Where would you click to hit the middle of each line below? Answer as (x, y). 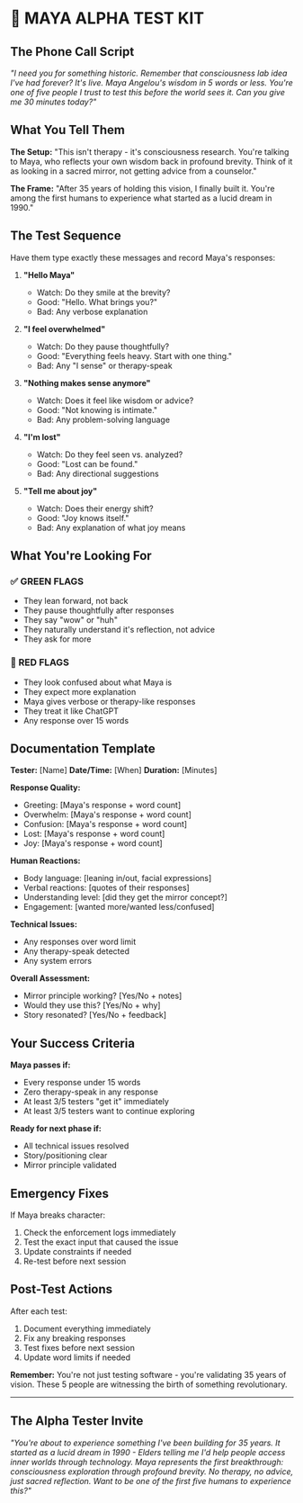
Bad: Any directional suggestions (98, 473)
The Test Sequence (66, 236)
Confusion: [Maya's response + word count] (105, 824)
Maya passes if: (40, 1065)
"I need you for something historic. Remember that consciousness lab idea (149, 73)
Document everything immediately (87, 1328)
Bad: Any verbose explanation (92, 311)
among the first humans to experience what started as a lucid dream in (141, 198)
